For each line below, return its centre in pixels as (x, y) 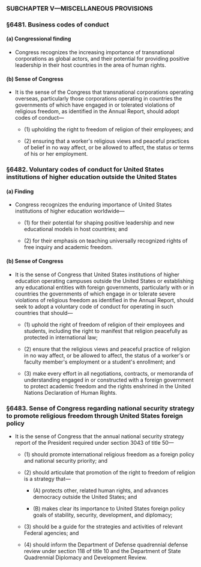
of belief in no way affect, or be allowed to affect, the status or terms (109, 147)
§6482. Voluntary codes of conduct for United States (85, 170)
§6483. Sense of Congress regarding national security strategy (100, 408)
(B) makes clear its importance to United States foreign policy (109, 508)
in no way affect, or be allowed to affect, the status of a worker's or (107, 355)
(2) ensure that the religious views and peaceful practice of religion (107, 349)
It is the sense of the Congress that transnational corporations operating (104, 92)
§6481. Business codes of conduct (58, 24)
